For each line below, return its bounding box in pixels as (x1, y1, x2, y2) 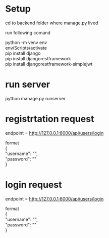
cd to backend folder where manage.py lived (5, 20, 98, 26)
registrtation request (5, 113, 94, 125)
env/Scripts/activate (5, 45, 47, 51)
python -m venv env (5, 39, 47, 46)
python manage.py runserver (5, 95, 66, 101)
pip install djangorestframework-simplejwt (5, 61, 93, 67)
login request (5, 179, 62, 190)
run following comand (5, 29, 50, 35)
